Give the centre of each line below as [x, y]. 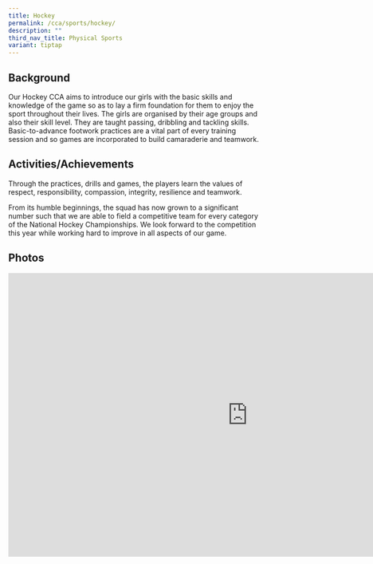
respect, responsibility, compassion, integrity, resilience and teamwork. [125, 191]
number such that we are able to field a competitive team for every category [133, 215]
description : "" [35, 30]
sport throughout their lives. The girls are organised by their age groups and [133, 113]
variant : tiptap [35, 45]
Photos [26, 258]
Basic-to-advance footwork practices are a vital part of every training [122, 130]
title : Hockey [32, 16]
